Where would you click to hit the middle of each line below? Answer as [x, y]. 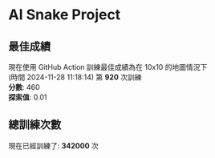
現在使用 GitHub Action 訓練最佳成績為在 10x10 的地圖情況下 [108, 67]
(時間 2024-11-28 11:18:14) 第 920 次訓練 [75, 77]
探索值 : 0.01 [28, 97]
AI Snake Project [65, 15]
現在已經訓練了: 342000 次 [53, 145]
